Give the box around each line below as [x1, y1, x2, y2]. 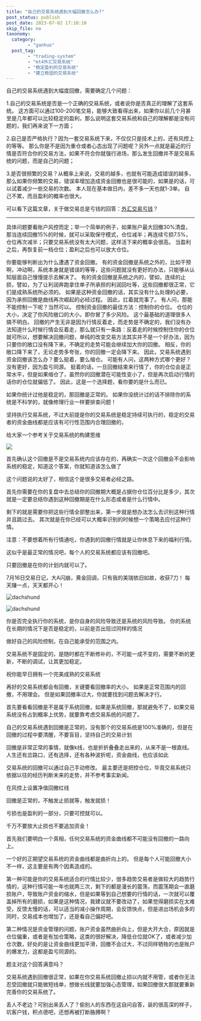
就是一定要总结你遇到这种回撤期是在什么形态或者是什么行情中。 [6, 496, 163, 503]
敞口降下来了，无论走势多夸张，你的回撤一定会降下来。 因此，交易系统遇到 [6, 348, 191, 356]
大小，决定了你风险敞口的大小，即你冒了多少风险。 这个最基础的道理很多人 [6, 311, 191, 318]
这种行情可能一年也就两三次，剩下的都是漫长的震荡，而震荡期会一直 [22, 883, 190, 890]
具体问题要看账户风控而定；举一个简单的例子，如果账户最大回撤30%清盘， [6, 224, 191, 231]
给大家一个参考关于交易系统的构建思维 [6, 431, 100, 438]
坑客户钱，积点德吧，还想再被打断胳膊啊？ [6, 1008, 111, 1016]
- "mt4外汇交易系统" [28, 59, 74, 65]
